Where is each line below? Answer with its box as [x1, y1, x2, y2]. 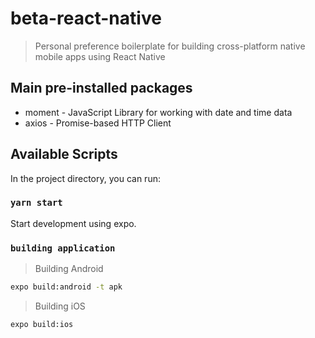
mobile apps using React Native [34, 50, 166, 62]
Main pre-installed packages [10, 80, 193, 97]
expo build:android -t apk [10, 282, 123, 292]
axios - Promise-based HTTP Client [24, 117, 172, 129]
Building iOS [34, 300, 86, 312]
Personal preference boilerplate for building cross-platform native [34, 40, 306, 52]
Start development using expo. [10, 217, 137, 229]
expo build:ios [10, 320, 74, 330]
